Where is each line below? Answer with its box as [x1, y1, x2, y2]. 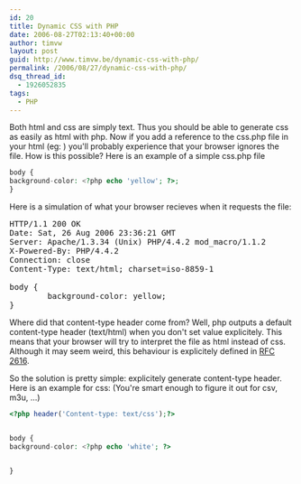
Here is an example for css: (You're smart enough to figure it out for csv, [9, 383, 278, 393]
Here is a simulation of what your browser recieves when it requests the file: [9, 201, 292, 212]
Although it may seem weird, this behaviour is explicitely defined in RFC [9, 346, 276, 357]
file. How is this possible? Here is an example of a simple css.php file [9, 151, 266, 162]
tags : [9, 88, 30, 98]
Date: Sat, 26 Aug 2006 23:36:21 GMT [9, 228, 177, 237]
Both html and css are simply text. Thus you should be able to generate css [9, 122, 289, 133]
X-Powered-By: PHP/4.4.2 [9, 246, 119, 256]
